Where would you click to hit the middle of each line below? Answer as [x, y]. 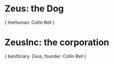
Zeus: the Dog [34, 9]
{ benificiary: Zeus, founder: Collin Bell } [45, 56]
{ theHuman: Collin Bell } [30, 22]
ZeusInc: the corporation [57, 42]
